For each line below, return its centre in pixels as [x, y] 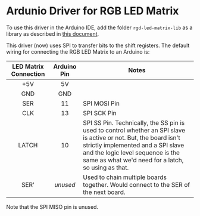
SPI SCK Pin [100, 113]
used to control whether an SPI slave [134, 130]
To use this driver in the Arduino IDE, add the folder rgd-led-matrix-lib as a [99, 27]
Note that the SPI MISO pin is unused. [52, 206]
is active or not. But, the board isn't [132, 137]
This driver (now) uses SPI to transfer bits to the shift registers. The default [98, 45]
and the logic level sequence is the [132, 152]
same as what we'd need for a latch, [133, 160]
